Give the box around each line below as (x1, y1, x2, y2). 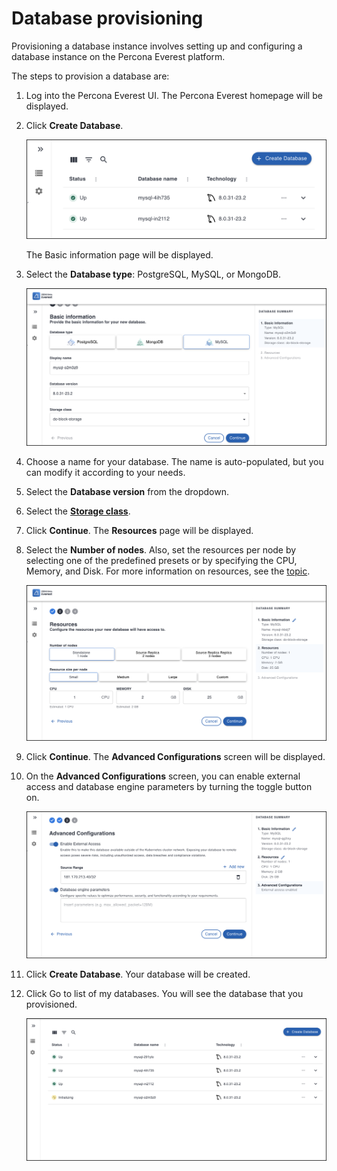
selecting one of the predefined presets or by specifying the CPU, (25, 555, 298, 567)
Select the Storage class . (25, 505, 131, 517)
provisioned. (25, 998, 78, 1011)
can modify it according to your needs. (25, 467, 186, 479)
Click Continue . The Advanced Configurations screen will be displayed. (25, 751, 326, 763)
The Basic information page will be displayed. (25, 249, 214, 261)
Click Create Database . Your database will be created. (25, 968, 251, 981)
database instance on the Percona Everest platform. (11, 50, 226, 62)
